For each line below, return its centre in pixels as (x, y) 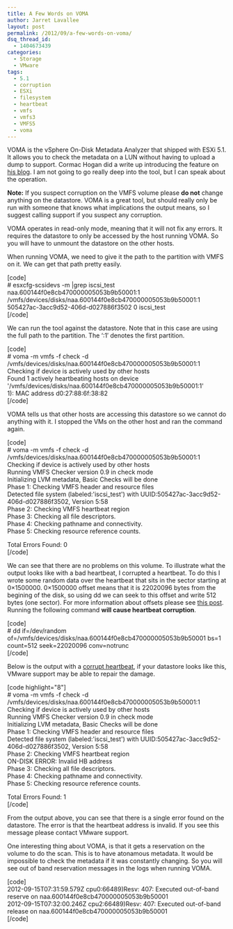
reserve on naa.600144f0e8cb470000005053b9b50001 (88, 897)
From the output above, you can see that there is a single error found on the (116, 818)
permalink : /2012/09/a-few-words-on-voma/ (70, 33)
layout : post (26, 26)
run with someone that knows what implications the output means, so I (109, 208)
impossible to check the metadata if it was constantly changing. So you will (115, 861)
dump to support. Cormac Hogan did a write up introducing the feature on (113, 165)
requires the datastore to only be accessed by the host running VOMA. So (113, 236)
